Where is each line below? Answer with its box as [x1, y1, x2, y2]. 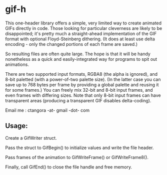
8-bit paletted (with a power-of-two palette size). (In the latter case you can [5, 76, 161, 82]
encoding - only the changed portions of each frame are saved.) [5, 41, 138, 47]
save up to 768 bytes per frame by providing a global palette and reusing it [5, 81, 159, 88]
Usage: [5, 122, 28, 130]
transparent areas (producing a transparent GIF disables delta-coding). [5, 97, 151, 103]
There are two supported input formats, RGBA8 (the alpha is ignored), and [5, 71, 158, 77]
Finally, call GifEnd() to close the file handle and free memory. [5, 164, 132, 170]
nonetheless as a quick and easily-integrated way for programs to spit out [5, 56, 157, 62]
